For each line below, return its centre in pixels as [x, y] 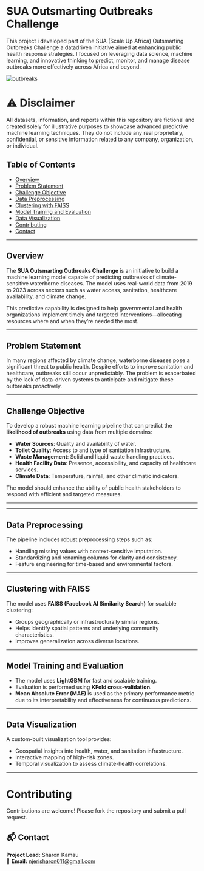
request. [17, 818]
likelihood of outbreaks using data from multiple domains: [79, 432]
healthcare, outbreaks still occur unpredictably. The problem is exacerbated [101, 373]
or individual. [22, 145]
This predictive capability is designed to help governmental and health [94, 308]
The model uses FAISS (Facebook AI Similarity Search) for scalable [92, 603]
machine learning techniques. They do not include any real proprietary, [95, 132]
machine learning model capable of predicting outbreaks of [80, 277]
